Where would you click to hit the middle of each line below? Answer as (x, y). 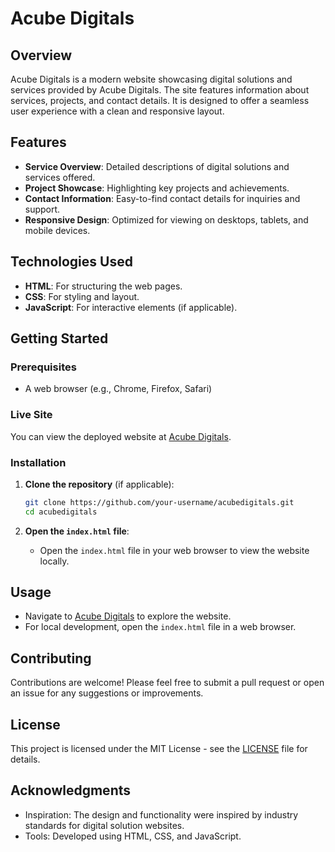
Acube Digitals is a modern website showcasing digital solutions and (151, 79)
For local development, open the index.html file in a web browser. (160, 627)
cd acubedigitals (61, 512)
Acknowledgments (71, 790)
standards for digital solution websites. (104, 825)
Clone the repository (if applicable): (99, 484)
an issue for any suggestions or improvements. (107, 693)
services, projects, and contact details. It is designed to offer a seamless (160, 100)
